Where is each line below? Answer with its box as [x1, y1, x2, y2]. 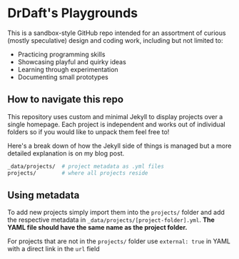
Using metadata [7, 189, 80, 201]
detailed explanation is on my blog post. [7, 148, 125, 158]
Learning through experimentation [17, 65, 119, 73]
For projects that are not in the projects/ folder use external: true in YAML [7, 237, 230, 245]
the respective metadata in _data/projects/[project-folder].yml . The [7, 215, 215, 224]
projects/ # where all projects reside [7, 169, 148, 176]
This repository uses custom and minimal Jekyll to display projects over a [7, 112, 223, 121]
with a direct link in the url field [7, 245, 100, 253]
